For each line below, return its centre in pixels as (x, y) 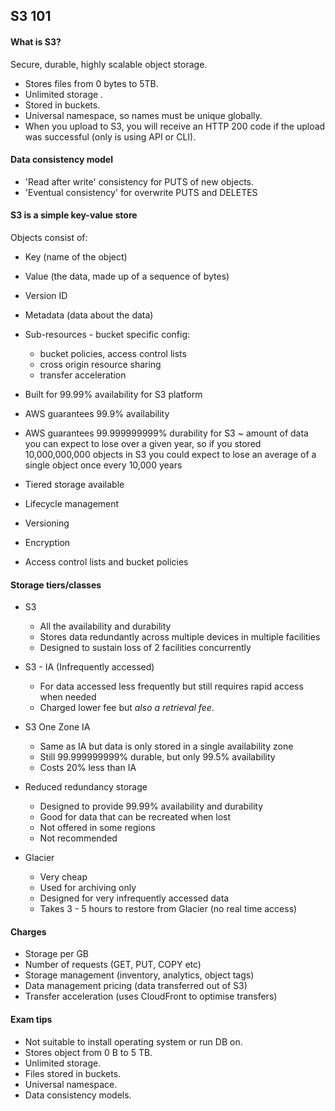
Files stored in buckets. (73, 1073)
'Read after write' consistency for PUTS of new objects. (139, 181)
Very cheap (63, 877)
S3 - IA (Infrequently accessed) (89, 667)
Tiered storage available (74, 484)
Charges (28, 931)
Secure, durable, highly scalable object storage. (109, 64)
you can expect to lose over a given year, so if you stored (143, 443)
